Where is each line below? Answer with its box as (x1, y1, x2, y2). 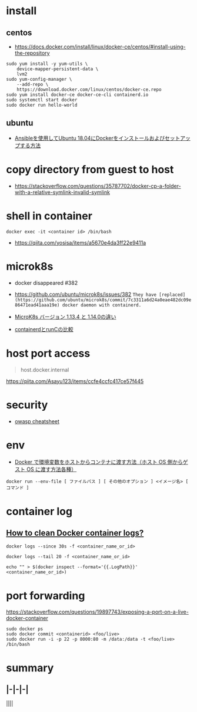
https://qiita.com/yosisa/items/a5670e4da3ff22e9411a (14, 239, 146, 246)
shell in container (6, 209, 93, 222)
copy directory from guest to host (6, 163, 174, 176)
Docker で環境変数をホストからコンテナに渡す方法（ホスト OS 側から (14, 459, 183, 466)
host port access (6, 347, 91, 360)
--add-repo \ (16, 81, 49, 87)
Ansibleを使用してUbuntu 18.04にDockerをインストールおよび (14, 134, 165, 141)
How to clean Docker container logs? (6, 528, 144, 538)
